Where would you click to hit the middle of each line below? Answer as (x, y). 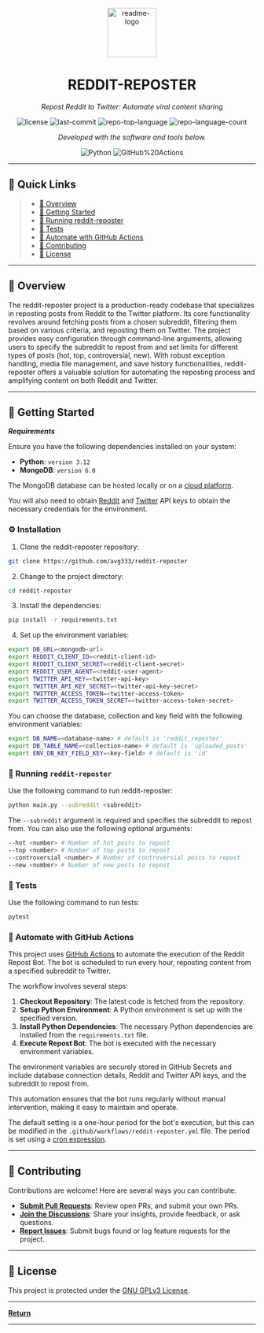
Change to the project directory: (71, 576)
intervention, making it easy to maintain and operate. (93, 1108)
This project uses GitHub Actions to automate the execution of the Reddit (126, 954)
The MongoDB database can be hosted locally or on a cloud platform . (121, 485)
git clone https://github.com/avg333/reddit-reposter (98, 561)
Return (20, 1313)
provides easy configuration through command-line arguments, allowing (125, 338)
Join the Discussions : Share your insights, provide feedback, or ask (130, 1214)
